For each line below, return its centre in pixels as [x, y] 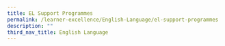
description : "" [30, 26]
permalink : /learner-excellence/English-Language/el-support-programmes [113, 20]
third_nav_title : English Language [58, 32]
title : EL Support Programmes [50, 13]
